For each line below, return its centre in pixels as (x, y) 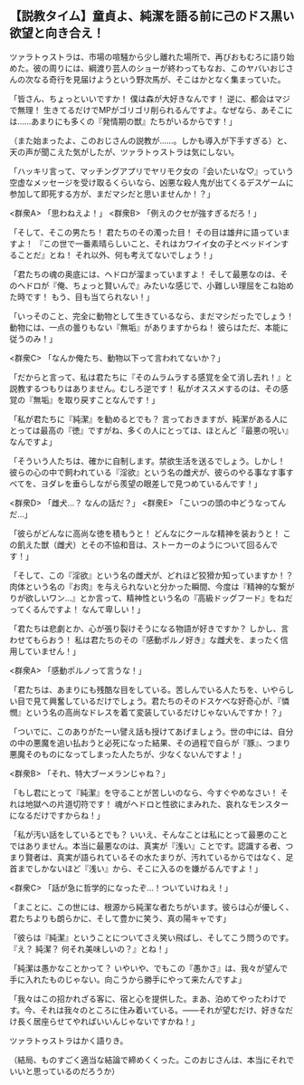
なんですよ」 (33, 441)
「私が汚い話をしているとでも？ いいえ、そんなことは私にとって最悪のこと (148, 834)
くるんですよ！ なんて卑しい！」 (85, 609)
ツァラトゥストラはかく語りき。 (69, 1041)
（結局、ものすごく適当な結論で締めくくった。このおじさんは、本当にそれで (152, 1060)
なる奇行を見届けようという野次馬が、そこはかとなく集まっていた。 (160, 79)
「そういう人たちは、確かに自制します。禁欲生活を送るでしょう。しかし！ (147, 461)
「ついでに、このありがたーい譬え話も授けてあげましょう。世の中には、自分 (152, 731)
